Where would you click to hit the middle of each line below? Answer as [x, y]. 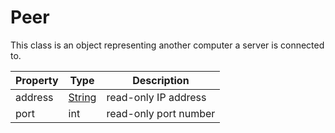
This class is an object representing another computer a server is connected [167, 45]
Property [37, 80]
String [82, 97]
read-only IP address [156, 97]
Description [161, 80]
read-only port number [161, 113]
